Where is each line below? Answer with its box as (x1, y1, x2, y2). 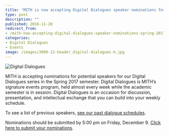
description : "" (5, 17, 39, 22)
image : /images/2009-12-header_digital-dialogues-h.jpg (5, 49, 125, 54)
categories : (5, 36, 30, 41)
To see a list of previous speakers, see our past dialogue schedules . (5, 109, 146, 116)
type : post (5, 12, 28, 17)
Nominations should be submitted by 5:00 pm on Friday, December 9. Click (5, 119, 161, 125)
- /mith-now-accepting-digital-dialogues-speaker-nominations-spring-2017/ (5, 31, 167, 36)
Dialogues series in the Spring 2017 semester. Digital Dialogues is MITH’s (5, 79, 156, 85)
